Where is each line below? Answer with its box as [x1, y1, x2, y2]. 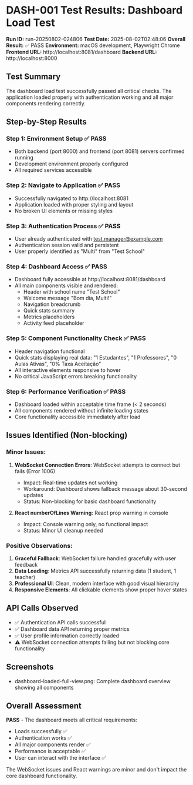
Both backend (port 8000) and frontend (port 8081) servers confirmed [14, 148, 185, 155]
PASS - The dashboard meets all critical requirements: [6, 716, 138, 724]
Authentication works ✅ [14, 734, 72, 741]
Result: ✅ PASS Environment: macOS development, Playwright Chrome [6, 42, 180, 49]
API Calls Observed [6, 603, 79, 613]
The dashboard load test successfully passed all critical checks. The [6, 87, 172, 94]
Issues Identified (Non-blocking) [6, 430, 128, 440]
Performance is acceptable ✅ [14, 748, 86, 755]
